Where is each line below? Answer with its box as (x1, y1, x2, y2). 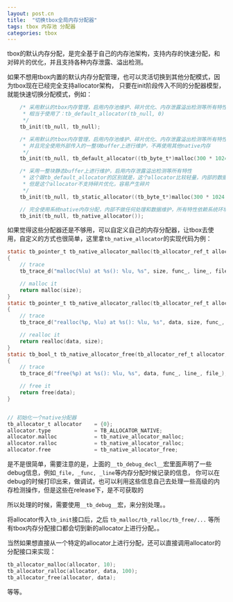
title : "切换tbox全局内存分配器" (7, 17, 98, 24)
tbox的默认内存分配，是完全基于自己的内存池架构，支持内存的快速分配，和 (7, 49, 221, 58)
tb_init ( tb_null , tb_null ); (19, 123, 101, 130)
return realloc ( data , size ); (19, 338, 104, 345)
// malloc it (19, 280, 58, 287)
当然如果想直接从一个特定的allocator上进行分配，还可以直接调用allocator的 (7, 539, 221, 547)
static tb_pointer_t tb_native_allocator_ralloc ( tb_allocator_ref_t (7, 300, 209, 307)
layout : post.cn (7, 10, 54, 17)
